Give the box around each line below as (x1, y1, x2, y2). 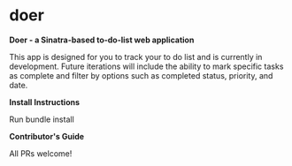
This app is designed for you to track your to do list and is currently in (9, 51, 263, 62)
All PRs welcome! (9, 147, 73, 159)
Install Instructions (9, 96, 81, 107)
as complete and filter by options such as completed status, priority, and (9, 70, 273, 80)
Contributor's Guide (9, 131, 85, 141)
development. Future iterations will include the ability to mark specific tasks (9, 61, 284, 72)
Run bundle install (9, 114, 75, 124)
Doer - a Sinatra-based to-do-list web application (9, 34, 195, 45)
